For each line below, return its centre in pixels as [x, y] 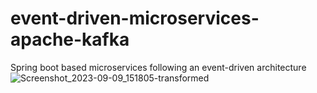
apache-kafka [70, 39]
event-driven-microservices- [135, 18]
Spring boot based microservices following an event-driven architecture [158, 67]
